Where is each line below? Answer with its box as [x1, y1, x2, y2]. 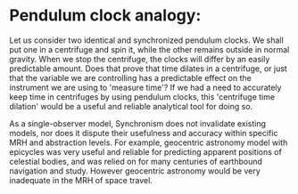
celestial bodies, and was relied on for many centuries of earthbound [9, 156, 263, 166]
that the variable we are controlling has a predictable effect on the [9, 72, 252, 83]
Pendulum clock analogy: [9, 5, 202, 26]
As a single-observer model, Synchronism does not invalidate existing [9, 117, 266, 129]
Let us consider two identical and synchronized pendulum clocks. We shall [9, 35, 284, 45]
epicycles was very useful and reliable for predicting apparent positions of [9, 146, 283, 157]
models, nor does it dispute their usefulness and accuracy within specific [9, 127, 278, 138]
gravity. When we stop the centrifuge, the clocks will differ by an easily [9, 53, 270, 64]
